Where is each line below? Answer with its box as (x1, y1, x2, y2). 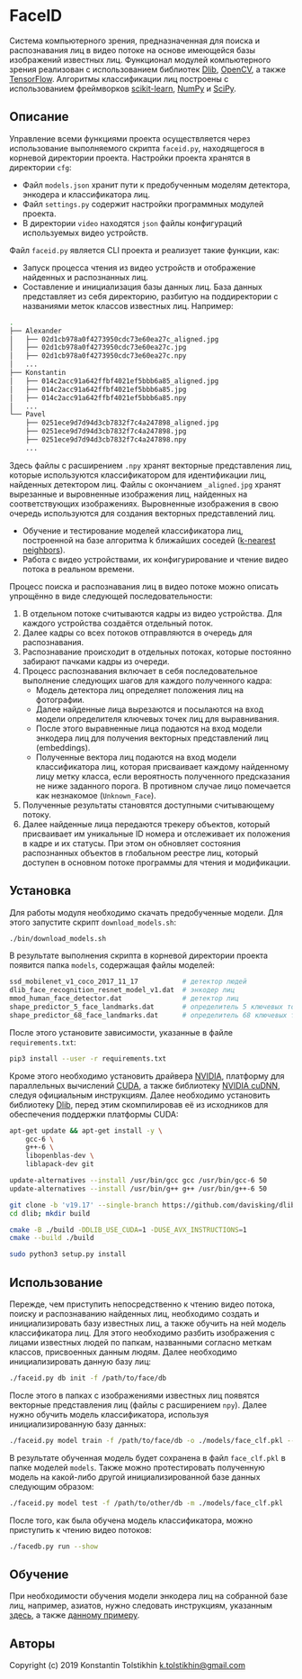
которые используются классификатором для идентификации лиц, (9, 470, 267, 480)
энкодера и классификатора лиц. (22, 188, 151, 199)
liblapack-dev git (25, 1160, 94, 1169)
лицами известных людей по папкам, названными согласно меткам (9, 1337, 272, 1347)
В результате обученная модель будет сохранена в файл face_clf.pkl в (9, 1452, 286, 1463)
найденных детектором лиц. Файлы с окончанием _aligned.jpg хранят (9, 479, 281, 489)
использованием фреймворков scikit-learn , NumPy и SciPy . (9, 83, 236, 94)
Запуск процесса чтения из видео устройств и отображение (22, 262, 256, 273)
